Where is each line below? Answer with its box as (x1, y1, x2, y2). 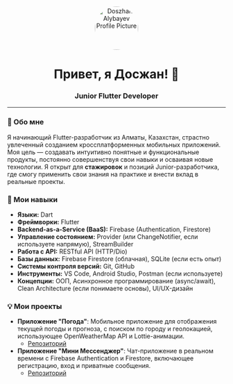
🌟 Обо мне (7, 117, 44, 127)
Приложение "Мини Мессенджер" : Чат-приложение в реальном (17, 347, 214, 356)
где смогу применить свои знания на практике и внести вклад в (7, 169, 199, 178)
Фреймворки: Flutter (17, 218, 80, 226)
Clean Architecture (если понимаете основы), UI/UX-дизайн (17, 284, 193, 293)
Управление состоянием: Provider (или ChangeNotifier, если (17, 233, 198, 241)
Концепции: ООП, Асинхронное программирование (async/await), (17, 277, 216, 285)
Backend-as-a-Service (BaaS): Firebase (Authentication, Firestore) (17, 225, 212, 234)
